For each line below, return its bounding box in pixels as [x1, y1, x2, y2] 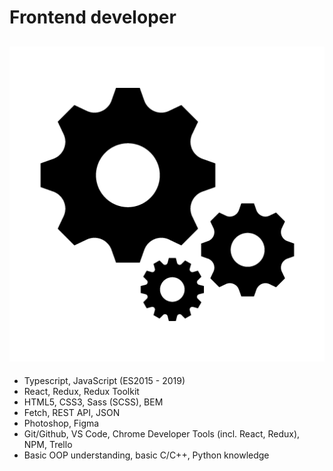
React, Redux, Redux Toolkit [23, 386, 140, 397]
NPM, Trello [23, 439, 73, 450]
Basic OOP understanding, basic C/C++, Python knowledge [23, 449, 270, 461]
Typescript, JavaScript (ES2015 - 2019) [23, 375, 186, 386]
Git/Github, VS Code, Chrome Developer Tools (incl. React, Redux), [23, 428, 301, 440]
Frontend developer [9, 6, 177, 29]
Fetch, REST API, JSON [23, 407, 121, 418]
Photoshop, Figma [23, 417, 100, 429]
